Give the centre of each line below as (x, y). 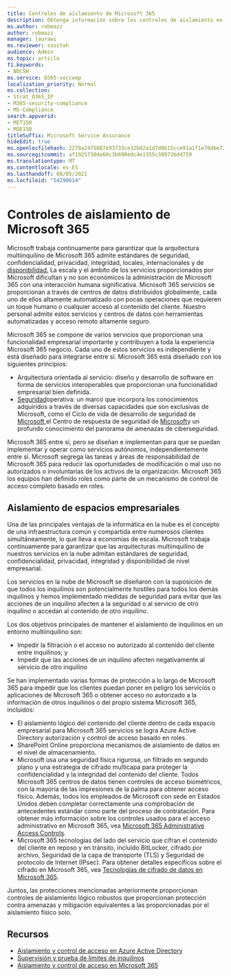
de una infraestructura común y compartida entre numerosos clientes (106, 532)
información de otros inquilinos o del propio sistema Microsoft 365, (102, 703)
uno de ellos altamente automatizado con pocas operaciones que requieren (114, 299)
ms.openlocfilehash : (37, 148)
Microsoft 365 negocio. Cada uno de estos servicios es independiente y (109, 350)
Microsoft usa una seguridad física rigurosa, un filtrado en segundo (112, 760)
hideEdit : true (29, 142)
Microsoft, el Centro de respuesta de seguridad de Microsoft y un (108, 421)
